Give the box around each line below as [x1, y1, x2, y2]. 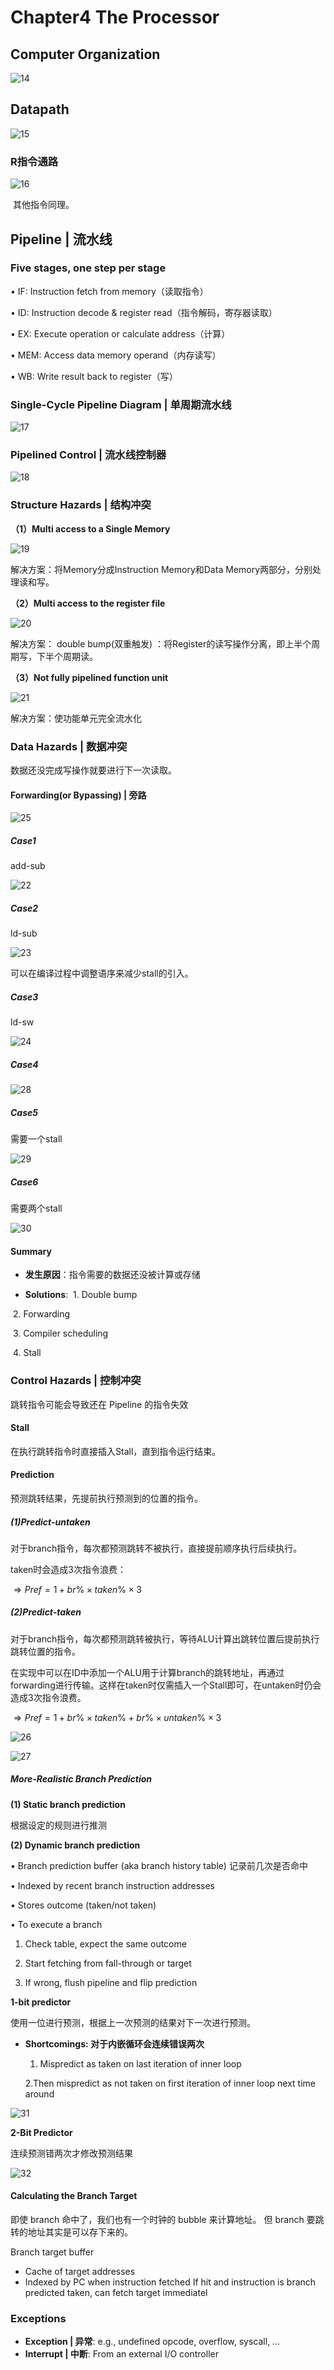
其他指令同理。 [12, 199, 75, 211]
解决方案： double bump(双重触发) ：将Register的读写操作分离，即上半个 [10, 637, 312, 650]
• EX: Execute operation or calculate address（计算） [10, 327, 231, 340]
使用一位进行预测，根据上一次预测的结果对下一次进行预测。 [10, 2016, 256, 2028]
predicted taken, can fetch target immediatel [24, 2287, 208, 2299]
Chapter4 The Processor [10, 6, 220, 29]
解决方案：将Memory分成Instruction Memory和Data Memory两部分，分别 [10, 563, 313, 575]
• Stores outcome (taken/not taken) [10, 1899, 157, 1911]
